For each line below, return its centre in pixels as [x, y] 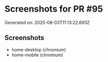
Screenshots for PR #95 [54, 9]
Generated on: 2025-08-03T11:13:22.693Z [47, 22]
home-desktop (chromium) [39, 49]
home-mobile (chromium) [37, 55]
